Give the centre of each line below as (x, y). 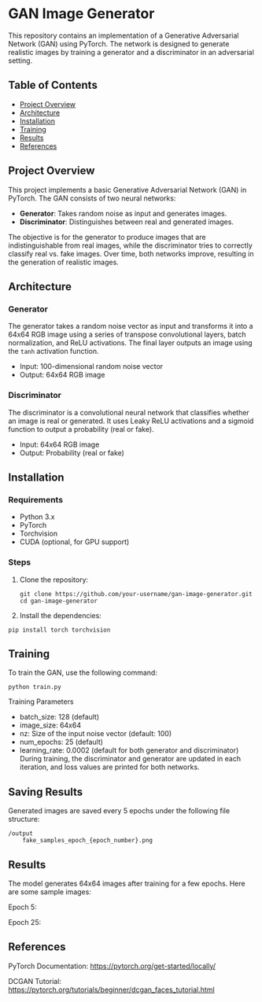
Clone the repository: (54, 580)
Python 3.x (37, 517)
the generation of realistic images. (64, 262)
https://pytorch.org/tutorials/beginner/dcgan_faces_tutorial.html (111, 989)
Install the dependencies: (61, 615)
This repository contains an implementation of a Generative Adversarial (124, 35)
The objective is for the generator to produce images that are (107, 237)
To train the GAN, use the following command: (83, 672)
